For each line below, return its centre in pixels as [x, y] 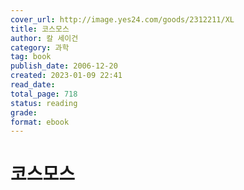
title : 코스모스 [40, 29]
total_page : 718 [44, 94]
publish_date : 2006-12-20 [64, 66]
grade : [24, 112]
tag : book [31, 57]
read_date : [33, 85]
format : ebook [40, 122]
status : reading [44, 103]
